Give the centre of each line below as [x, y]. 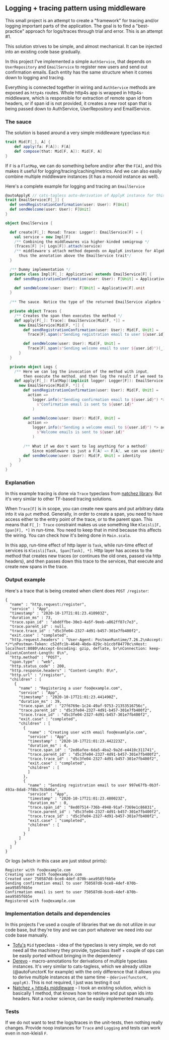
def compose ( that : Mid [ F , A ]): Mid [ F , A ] [58, 151]
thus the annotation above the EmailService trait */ [75, 256]
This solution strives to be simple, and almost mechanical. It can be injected [84, 46]
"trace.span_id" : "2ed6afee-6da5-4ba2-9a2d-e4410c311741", [92, 750]
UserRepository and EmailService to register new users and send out [76, 67]
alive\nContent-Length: [30, 653]
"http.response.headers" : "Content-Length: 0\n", [64, 670]
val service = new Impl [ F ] [43, 237]
